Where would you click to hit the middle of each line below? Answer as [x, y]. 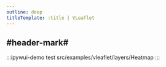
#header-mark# [38, 43]
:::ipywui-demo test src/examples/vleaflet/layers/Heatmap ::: [83, 57]
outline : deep [25, 12]
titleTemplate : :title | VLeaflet [51, 18]
